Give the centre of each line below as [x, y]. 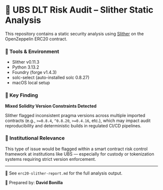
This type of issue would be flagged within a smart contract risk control [76, 149]
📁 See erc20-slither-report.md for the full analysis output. [64, 173]
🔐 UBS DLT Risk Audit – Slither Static [79, 10]
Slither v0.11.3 [26, 62]
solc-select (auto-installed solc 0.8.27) [51, 78]
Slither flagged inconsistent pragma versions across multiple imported [75, 115]
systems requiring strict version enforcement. [50, 159]
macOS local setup [31, 83]
